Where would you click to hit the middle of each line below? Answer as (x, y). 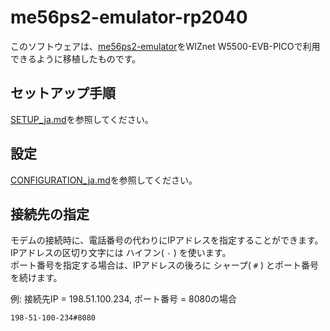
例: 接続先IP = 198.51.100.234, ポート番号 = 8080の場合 (124, 299)
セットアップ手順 (63, 93)
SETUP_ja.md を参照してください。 (82, 119)
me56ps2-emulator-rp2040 (129, 17)
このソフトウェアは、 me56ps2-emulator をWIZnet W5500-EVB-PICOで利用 (165, 46)
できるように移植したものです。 (76, 58)
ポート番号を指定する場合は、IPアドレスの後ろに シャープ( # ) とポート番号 (164, 265)
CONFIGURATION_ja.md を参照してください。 (104, 180)
